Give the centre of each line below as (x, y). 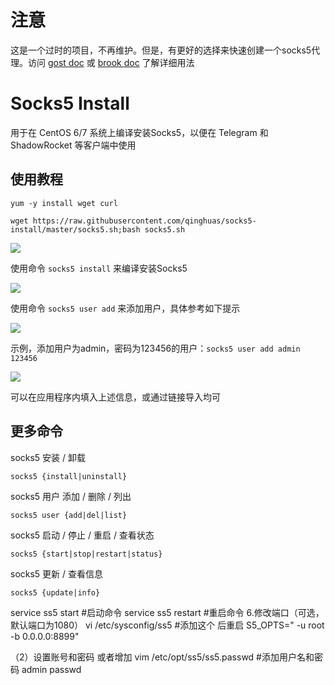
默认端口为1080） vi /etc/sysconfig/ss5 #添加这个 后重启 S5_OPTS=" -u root (167, 625)
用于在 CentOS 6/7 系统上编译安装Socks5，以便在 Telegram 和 (139, 132)
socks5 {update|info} (55, 592)
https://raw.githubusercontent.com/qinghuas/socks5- (144, 221)
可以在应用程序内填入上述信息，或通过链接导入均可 (115, 397)
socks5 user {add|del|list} (69, 515)
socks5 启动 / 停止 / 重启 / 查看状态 (82, 535)
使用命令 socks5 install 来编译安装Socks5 (99, 268)
